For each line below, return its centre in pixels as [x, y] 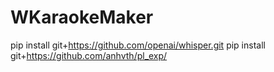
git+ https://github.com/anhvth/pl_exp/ [89, 55]
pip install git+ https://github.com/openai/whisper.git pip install [138, 45]
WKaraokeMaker [82, 17]
